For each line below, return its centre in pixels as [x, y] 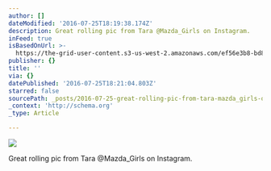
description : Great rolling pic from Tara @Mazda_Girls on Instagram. [129, 31]
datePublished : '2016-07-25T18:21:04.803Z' [83, 83]
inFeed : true [30, 38]
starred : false [34, 91]
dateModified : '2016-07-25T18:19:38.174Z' [81, 23]
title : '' [25, 69]
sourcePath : [28, 98]
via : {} [21, 76]
